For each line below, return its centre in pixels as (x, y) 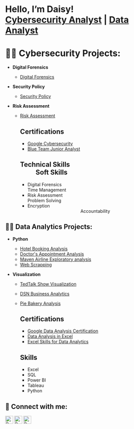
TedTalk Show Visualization (48, 284)
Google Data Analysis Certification (63, 331)
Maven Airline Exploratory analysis (55, 259)
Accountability (95, 211)
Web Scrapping (36, 264)
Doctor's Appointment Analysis (52, 254)
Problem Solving (44, 200)
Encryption (38, 206)
